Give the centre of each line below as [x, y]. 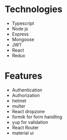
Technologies [34, 9]
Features [23, 76]
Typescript [23, 23]
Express [20, 34]
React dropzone [28, 111]
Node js [20, 28]
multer [18, 106]
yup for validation [30, 122]
